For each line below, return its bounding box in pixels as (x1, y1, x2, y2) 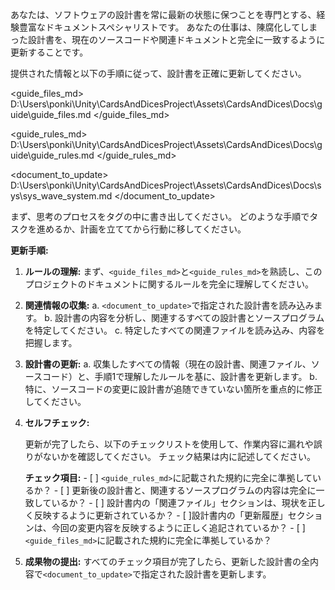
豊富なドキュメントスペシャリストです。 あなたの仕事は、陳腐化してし (18, 21, 310, 33)
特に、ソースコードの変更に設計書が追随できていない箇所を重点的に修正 (24, 383, 323, 395)
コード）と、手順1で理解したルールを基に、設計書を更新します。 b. (42, 371, 318, 382)
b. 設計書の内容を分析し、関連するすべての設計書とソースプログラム (44, 312, 325, 323)
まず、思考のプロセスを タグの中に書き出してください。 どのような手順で (10, 211, 310, 222)
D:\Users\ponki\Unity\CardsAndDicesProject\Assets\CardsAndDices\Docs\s (10, 179, 322, 191)
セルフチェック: (24, 417, 90, 428)
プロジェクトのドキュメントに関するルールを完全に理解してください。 (24, 278, 314, 290)
